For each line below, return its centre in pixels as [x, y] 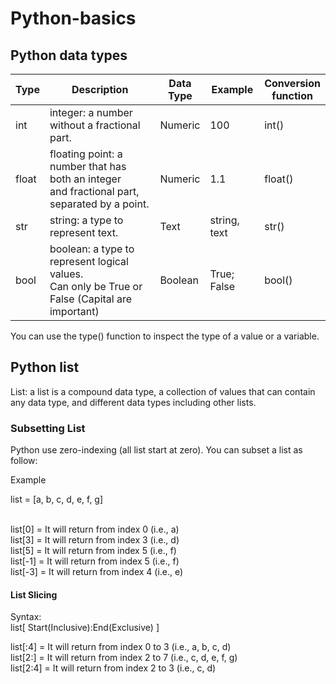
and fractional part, [94, 191]
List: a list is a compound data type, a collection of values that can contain [163, 391]
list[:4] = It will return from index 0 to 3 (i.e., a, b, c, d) [121, 647]
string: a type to [86, 220]
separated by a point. [99, 204]
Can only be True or [96, 286]
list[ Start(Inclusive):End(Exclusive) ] [85, 628]
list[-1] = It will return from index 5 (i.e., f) [95, 561]
